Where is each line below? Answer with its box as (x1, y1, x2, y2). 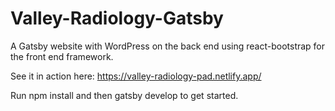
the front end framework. (10, 50, 114, 62)
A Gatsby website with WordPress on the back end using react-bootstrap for (10, 40, 326, 52)
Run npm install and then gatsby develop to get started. (10, 89, 239, 101)
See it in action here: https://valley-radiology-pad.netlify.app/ (10, 70, 262, 82)
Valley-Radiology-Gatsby (10, 7, 224, 30)
